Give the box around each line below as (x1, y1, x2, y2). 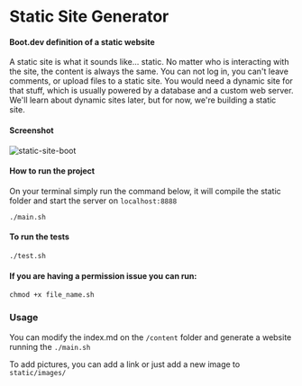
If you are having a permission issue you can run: (9, 270, 197, 281)
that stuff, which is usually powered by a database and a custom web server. (9, 85, 294, 96)
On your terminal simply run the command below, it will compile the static (9, 185, 281, 196)
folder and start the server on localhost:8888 (9, 195, 178, 206)
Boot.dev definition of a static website (9, 36, 155, 47)
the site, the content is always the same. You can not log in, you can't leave (9, 66, 288, 77)
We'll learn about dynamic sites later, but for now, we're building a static (9, 94, 277, 105)
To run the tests (9, 231, 70, 242)
